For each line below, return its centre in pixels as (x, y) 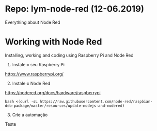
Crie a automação (30, 115)
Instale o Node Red (31, 83)
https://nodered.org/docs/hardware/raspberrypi (53, 92)
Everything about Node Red (33, 22)
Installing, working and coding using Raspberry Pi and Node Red (69, 55)
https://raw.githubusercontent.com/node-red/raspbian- (96, 102)
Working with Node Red (54, 42)
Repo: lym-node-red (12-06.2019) (75, 9)
